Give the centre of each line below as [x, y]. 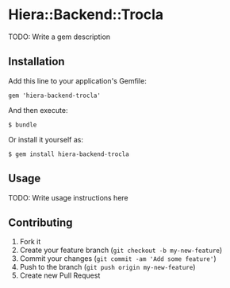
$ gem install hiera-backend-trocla [69, 154]
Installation [36, 62]
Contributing [40, 222]
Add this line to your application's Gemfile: [77, 80]
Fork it [30, 242]
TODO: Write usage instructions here [68, 197]
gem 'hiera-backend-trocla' [55, 95]
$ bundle [23, 125]
